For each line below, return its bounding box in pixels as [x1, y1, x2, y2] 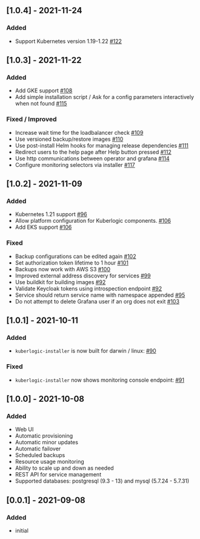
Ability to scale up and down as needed [15, 464, 114, 472]
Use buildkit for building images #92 [15, 278, 106, 285]
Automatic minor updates [15, 439, 79, 446]
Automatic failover [15, 445, 61, 452]
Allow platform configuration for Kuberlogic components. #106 [15, 217, 172, 225]
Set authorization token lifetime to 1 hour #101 [15, 259, 129, 266]
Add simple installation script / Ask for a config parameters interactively [15, 93, 195, 101]
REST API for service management [15, 471, 102, 478]
